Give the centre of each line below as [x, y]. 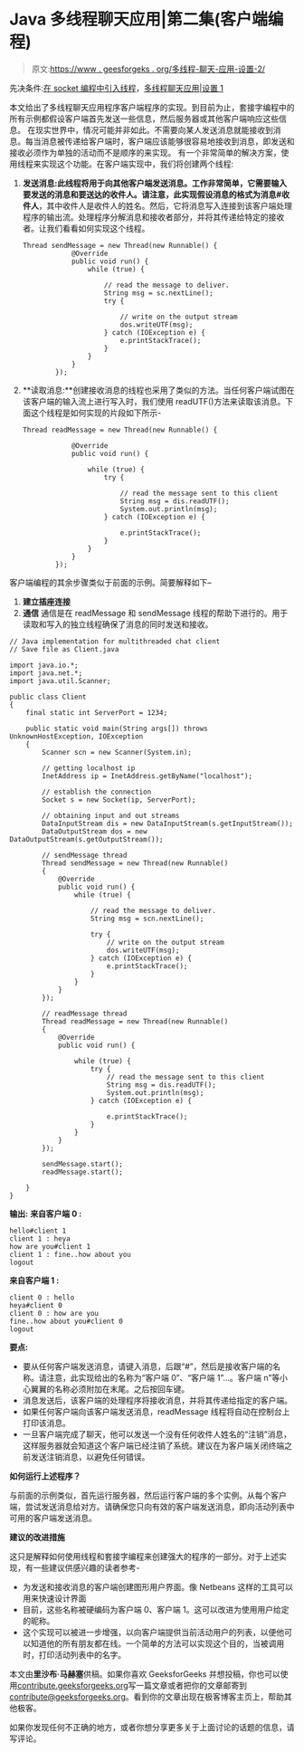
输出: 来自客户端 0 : [46, 1214]
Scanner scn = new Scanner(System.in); [117, 752]
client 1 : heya [40, 1238]
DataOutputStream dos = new [95, 831]
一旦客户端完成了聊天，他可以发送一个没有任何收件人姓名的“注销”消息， [157, 1434]
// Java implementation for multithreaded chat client [115, 641]
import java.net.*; [46, 673]
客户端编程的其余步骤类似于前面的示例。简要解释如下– [110, 582]
